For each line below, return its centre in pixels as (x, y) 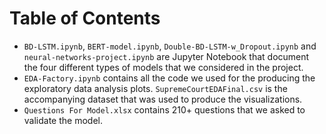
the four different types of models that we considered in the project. (163, 67)
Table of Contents (85, 18)
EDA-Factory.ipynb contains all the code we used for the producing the (169, 78)
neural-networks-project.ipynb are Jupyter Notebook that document (166, 56)
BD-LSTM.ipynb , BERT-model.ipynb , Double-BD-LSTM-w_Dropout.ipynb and (170, 46)
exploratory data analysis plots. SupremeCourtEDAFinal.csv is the (155, 88)
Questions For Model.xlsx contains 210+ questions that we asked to (164, 109)
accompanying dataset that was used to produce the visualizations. (163, 99)
